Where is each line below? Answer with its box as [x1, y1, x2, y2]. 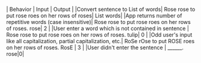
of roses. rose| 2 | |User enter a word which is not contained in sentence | [6, 25, 190, 32]
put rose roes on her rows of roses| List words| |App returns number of [6, 12, 182, 19]
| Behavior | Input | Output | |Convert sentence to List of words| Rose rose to [6, 6, 196, 13]
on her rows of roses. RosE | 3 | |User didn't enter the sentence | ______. [6, 44, 184, 51]
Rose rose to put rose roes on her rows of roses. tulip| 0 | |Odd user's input [6, 31, 193, 38]
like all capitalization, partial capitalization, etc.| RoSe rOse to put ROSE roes [6, 38, 195, 44]
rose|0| [6, 50, 25, 57]
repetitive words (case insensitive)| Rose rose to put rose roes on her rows [6, 19, 191, 25]
